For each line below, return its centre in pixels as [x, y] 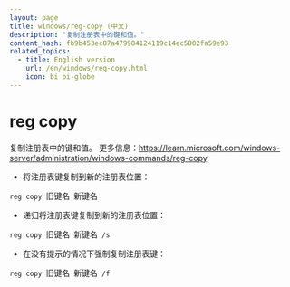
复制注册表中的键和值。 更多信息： [74, 148]
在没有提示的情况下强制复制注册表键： [94, 254]
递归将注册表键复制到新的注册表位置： [94, 215]
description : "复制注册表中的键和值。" [77, 34]
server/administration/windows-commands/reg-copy [108, 158]
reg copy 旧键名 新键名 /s [60, 234]
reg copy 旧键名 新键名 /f [60, 273]
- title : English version [67, 60]
